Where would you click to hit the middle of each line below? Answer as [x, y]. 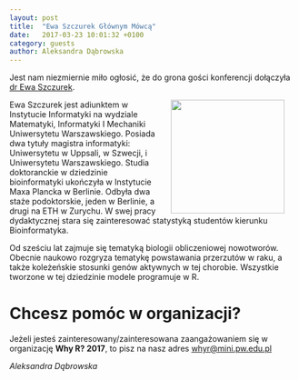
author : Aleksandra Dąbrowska [67, 52]
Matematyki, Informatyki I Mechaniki [78, 125]
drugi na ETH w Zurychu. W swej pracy [83, 211]
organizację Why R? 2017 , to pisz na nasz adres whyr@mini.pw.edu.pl [141, 349]
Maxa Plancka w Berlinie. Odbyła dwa [80, 192]
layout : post [34, 18]
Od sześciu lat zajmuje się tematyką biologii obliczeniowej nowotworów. [144, 248]
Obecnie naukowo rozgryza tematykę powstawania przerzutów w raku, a [146, 258]
